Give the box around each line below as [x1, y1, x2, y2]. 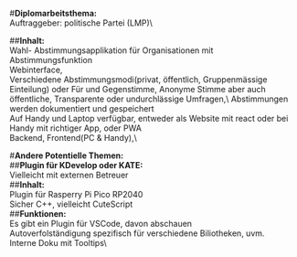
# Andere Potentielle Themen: [9, 150, 124, 161]
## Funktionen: [9, 209, 67, 219]
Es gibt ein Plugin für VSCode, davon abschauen [9, 219, 193, 229]
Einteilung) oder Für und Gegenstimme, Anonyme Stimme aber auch [9, 84, 267, 94]
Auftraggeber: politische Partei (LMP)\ [9, 17, 154, 28]
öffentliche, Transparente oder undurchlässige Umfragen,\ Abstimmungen [9, 93, 289, 104]
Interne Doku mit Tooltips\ [9, 238, 107, 248]
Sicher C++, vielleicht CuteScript [9, 198, 133, 209]
